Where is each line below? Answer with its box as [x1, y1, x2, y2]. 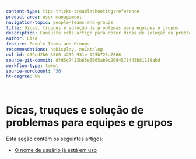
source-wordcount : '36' [6, 68, 64, 74]
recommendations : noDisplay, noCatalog [6, 47, 103, 52]
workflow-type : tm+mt [6, 62, 59, 69]
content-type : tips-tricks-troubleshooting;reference [6, 8, 140, 15]
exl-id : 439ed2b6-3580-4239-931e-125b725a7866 [6, 52, 121, 58]
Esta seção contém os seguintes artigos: [6, 135, 104, 143]
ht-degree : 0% [6, 73, 41, 79]
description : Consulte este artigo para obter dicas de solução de [6, 30, 174, 36]
